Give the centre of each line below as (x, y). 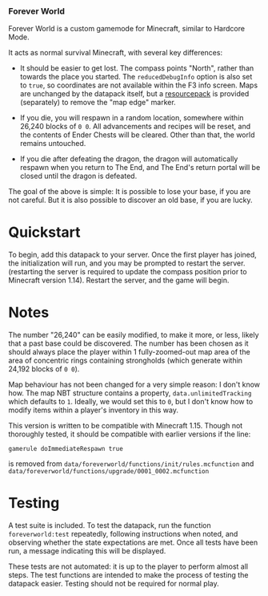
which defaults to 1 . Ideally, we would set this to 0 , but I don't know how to (131, 402)
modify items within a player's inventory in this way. (93, 410)
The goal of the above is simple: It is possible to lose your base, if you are (130, 192)
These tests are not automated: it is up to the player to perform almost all (128, 566)
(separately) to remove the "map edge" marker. (98, 103)
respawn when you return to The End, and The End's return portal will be (140, 168)
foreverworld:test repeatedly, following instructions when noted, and (123, 534)
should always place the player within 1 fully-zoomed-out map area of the (129, 352)
